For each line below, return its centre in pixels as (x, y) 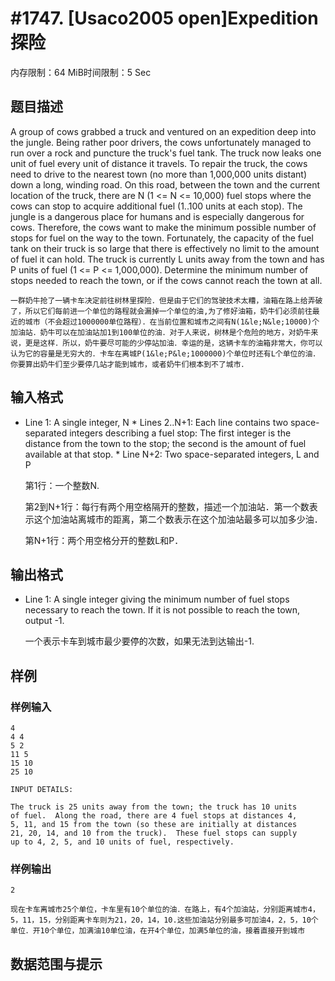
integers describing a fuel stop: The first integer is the (180, 433)
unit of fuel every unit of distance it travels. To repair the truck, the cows (159, 163)
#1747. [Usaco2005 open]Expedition (164, 18)
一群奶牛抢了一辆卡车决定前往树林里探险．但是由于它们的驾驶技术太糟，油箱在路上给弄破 (166, 300)
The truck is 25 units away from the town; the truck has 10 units (154, 807)
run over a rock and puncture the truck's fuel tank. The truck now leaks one (166, 153)
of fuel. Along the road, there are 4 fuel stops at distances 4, (154, 816)
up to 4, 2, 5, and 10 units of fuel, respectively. (122, 842)
